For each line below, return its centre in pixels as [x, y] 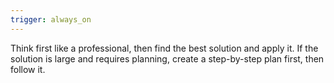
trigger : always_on [51, 19]
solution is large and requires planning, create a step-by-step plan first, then [167, 58]
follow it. [28, 69]
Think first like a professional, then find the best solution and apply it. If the [164, 48]
